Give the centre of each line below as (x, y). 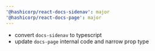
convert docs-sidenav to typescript (58, 35)
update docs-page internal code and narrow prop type (82, 41)
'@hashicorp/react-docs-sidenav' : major (58, 12)
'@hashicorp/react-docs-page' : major (54, 18)
